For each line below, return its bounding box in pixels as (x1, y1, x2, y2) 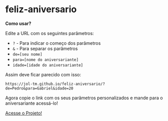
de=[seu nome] (12, 52, 43, 57)
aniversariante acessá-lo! (5, 100, 58, 106)
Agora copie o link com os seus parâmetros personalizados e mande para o (5, 95, 163, 101)
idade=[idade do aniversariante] (12, 63, 83, 68)
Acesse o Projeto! (5, 110, 42, 116)
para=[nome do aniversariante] (12, 57, 79, 62)
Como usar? (5, 20, 31, 26)
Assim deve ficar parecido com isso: (5, 71, 81, 77)
